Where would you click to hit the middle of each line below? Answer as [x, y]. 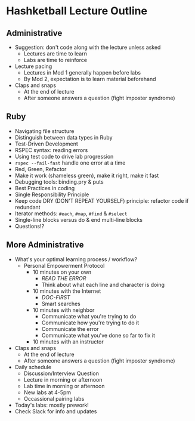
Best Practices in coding [45, 188]
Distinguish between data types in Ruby [64, 137]
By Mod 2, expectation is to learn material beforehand [90, 79]
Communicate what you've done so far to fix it [98, 335]
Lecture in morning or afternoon [63, 379]
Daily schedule [33, 367]
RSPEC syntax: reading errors [51, 150]
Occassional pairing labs [54, 398]
